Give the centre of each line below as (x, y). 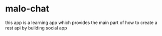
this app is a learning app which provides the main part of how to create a (81, 22)
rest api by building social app (36, 27)
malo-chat (27, 9)
